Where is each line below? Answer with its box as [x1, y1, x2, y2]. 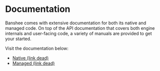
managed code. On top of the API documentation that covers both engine [5, 25, 155, 31]
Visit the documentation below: [5, 45, 69, 51]
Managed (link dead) [12, 60, 55, 66]
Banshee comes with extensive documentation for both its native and [5, 20, 146, 26]
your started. [5, 36, 32, 42]
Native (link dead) [12, 55, 49, 61]
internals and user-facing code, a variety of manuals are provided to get [5, 30, 152, 36]
